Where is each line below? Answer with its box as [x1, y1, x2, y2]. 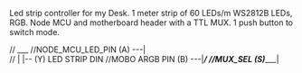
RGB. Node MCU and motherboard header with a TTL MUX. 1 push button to [9, 17, 294, 28]
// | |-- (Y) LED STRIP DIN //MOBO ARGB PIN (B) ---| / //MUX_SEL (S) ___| [9, 54, 279, 64]
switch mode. [9, 27, 61, 37]
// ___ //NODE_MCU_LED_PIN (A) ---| [9, 44, 146, 55]
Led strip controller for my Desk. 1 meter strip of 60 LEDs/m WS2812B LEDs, [9, 8, 293, 18]
